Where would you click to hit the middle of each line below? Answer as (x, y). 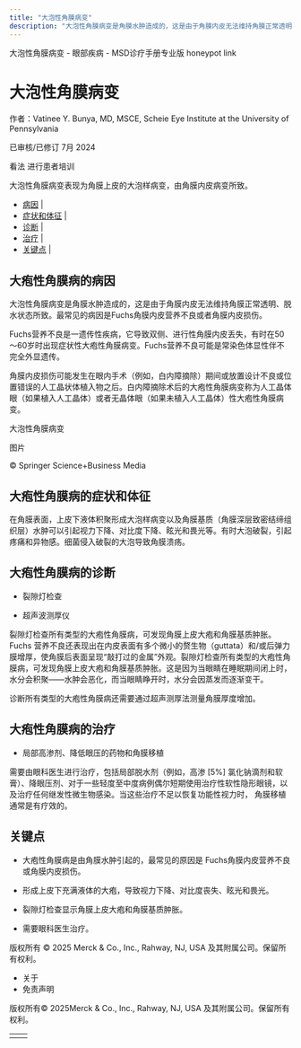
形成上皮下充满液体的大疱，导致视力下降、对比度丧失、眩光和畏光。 (148, 890)
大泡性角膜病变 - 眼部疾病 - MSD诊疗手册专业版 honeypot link (123, 53)
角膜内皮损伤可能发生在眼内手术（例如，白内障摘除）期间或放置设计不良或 (146, 376)
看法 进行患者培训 (42, 166)
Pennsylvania (34, 129)
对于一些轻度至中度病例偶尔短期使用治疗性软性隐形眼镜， (174, 783)
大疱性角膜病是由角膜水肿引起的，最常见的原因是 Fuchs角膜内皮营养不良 (156, 859)
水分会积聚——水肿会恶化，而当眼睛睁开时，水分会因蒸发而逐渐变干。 (139, 679)
